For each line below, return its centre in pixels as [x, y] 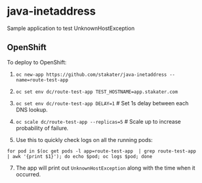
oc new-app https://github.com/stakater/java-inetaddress [91, 75]
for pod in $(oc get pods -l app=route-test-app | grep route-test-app [102, 151]
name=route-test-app [42, 80]
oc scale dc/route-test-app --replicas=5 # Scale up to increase [98, 121]
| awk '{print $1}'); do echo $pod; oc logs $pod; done [80, 156]
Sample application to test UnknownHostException [71, 28]
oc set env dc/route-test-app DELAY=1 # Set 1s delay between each [102, 103]
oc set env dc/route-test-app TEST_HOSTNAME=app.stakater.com [97, 92]
